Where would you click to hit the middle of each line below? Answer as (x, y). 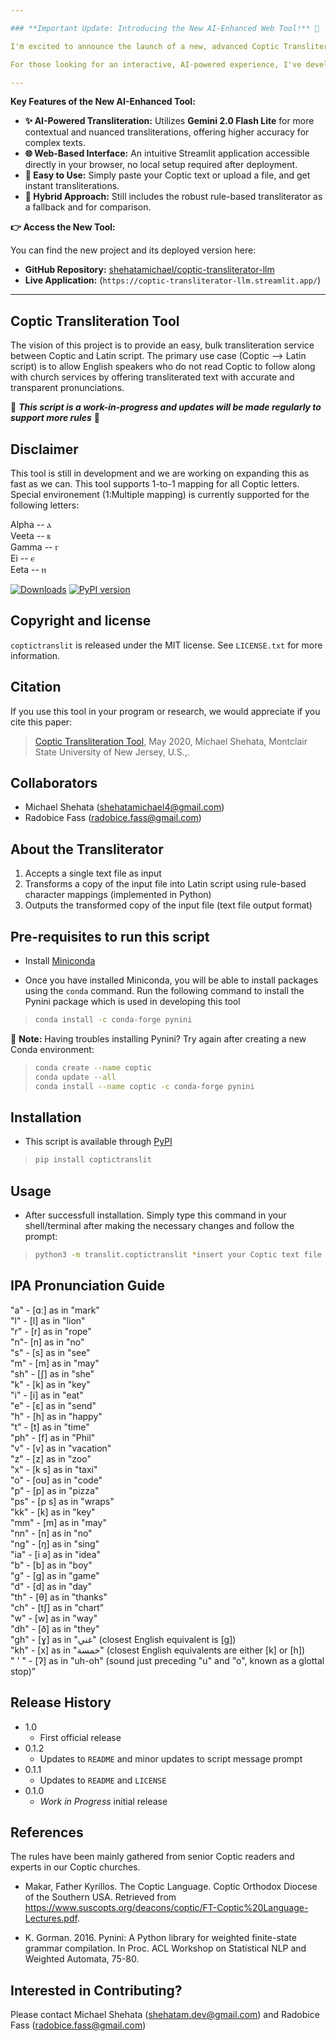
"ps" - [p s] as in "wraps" (62, 1501)
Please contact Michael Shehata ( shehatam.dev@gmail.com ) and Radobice (165, 2015)
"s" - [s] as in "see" (50, 1352)
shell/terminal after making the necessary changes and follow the (159, 1226)
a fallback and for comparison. (88, 207)
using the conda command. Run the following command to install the (164, 991)
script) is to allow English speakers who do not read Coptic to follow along (163, 367)
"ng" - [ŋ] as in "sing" (55, 1543)
